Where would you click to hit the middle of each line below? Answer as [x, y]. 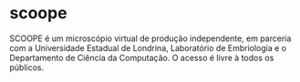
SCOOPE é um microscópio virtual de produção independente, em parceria [150, 38]
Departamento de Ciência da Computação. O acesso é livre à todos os [142, 57]
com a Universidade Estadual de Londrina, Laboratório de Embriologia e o [148, 47]
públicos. [27, 67]
